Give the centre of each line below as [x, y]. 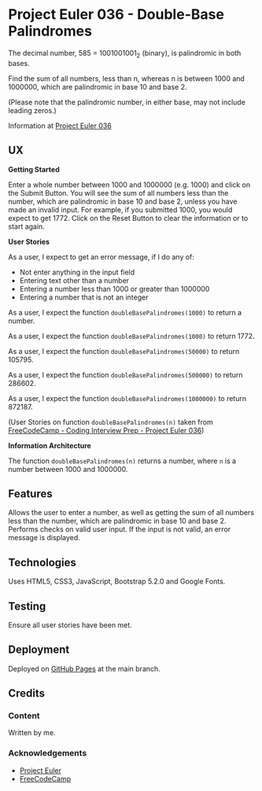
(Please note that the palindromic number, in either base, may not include [127, 102]
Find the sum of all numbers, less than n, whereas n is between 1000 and [127, 78]
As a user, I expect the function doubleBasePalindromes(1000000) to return [127, 398]
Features [30, 493]
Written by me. [32, 733]
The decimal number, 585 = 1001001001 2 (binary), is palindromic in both [125, 54]
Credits [27, 694]
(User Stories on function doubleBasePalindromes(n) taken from [111, 421]
